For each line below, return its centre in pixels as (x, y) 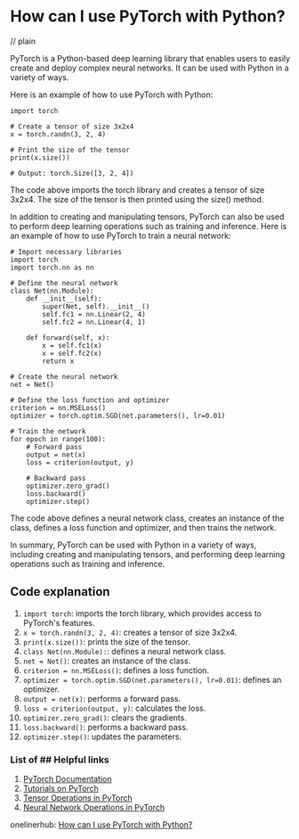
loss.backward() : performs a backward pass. (105, 727)
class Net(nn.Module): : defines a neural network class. (125, 651)
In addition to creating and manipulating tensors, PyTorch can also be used (147, 217)
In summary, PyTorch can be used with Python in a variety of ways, (133, 545)
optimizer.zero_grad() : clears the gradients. (105, 717)
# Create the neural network (64, 376)
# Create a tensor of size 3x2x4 (72, 127)
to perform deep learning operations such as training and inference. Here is (149, 226)
